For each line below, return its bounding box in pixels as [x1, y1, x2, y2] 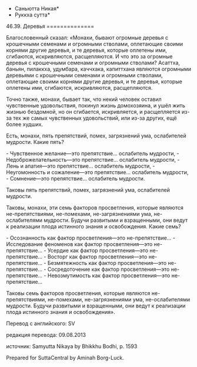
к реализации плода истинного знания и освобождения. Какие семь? [6, 223, 181, 230]
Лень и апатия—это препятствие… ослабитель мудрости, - [6, 162, 155, 169]
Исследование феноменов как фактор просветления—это [6, 241, 153, 247]
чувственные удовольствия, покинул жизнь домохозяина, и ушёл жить [6, 102, 185, 109]
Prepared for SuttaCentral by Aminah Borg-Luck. [6, 354, 125, 361]
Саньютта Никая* [14, 5, 59, 12]
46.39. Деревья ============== [6, 23, 95, 30]
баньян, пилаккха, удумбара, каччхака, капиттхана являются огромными [6, 65, 192, 73]
